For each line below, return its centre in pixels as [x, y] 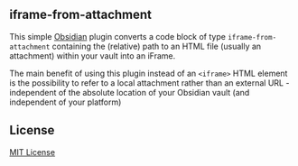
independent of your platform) [65, 102]
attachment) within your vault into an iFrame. [93, 55]
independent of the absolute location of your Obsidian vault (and [130, 92]
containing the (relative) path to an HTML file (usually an [157, 46]
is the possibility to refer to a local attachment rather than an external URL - [149, 83]
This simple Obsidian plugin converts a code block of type [117, 36]
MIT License [33, 152]
